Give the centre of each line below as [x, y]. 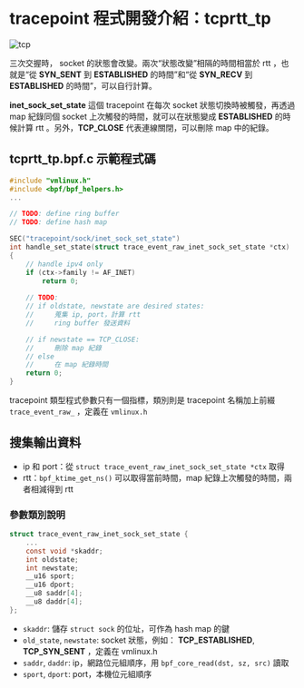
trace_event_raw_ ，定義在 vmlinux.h [78, 411]
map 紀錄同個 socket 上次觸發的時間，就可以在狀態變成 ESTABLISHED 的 [146, 116]
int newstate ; [52, 568]
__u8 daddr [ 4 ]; [54, 602]
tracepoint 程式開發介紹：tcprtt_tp [140, 19]
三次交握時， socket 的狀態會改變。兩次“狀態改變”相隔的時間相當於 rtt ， [145, 63]
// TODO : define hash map [58, 222]
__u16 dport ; [50, 585]
